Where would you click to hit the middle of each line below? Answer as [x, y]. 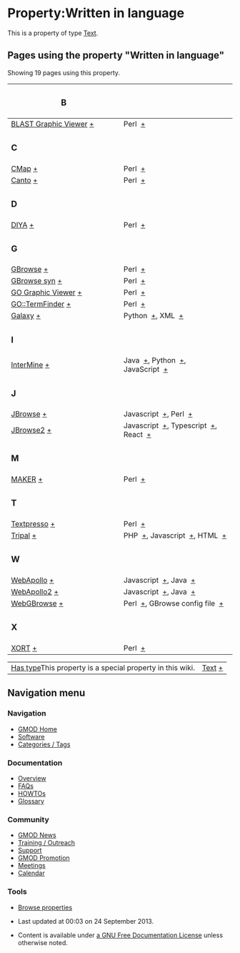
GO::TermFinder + [41, 304]
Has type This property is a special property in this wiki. [103, 668]
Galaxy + [26, 316]
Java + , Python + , [155, 360]
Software [31, 736]
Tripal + [24, 535]
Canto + [24, 180]
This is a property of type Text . [53, 33]
